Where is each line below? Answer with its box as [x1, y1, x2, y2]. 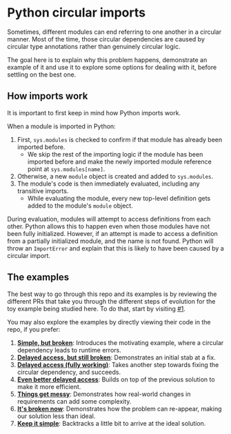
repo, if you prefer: [7, 325, 61, 333]
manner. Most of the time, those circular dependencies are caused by [7, 34, 205, 43]
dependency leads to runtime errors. [17, 346, 122, 354]
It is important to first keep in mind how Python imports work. [7, 108, 181, 117]
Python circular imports [7, 5, 146, 21]
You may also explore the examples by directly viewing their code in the [7, 317, 211, 326]
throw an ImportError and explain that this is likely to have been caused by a [7, 244, 224, 253]
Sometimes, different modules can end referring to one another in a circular [7, 28, 222, 36]
